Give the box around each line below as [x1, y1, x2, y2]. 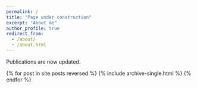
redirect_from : [6, 31, 44, 37]
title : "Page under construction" [6, 14, 92, 20]
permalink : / [6, 8, 39, 15]
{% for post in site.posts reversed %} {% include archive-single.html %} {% [6, 70, 192, 77]
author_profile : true [6, 25, 60, 32]
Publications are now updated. [6, 58, 81, 65]
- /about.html [11, 42, 46, 48]
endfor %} [6, 76, 32, 83]
